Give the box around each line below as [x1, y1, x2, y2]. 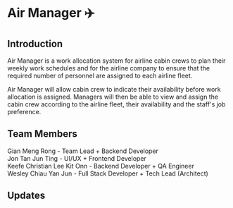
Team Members [7, 128, 77, 140]
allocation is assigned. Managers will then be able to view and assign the [7, 92, 219, 101]
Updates [7, 190, 46, 202]
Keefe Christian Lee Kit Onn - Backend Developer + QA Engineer [7, 161, 195, 170]
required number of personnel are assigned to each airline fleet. [7, 71, 193, 80]
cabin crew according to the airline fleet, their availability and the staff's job [7, 100, 226, 109]
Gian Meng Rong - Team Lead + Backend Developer [7, 147, 158, 155]
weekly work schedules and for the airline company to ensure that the [7, 64, 210, 72]
